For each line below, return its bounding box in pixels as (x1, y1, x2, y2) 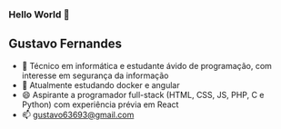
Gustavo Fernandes (8, 36, 123, 52)
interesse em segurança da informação (21, 70, 169, 81)
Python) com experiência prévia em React (21, 99, 179, 110)
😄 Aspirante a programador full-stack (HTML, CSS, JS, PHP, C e (21, 89, 265, 100)
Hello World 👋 (8, 8, 70, 21)
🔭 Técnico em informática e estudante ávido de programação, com (21, 60, 272, 71)
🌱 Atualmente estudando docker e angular (21, 79, 181, 90)
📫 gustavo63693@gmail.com (21, 109, 135, 120)
